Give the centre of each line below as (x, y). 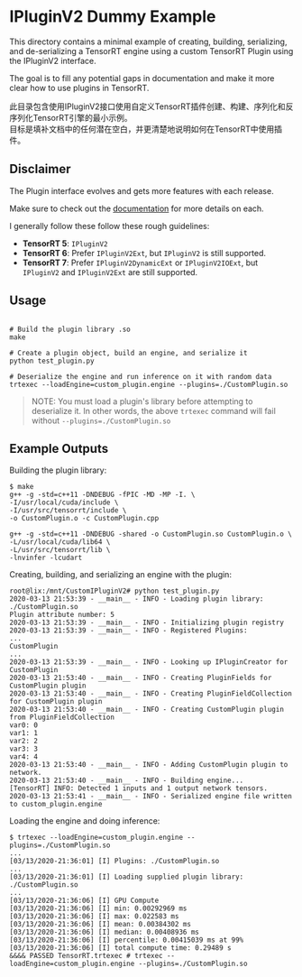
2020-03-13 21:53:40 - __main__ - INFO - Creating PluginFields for (141, 678)
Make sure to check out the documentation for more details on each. (137, 208)
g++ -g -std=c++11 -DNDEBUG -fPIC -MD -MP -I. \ (102, 495)
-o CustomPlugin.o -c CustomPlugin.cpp (84, 519)
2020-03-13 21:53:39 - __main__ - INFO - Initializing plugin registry (146, 623)
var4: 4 (24, 757)
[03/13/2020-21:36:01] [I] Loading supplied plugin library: (127, 877)
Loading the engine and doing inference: (85, 821)
